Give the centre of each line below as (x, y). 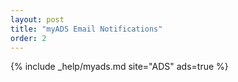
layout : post (37, 19)
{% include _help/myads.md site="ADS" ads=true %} (119, 67)
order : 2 (28, 38)
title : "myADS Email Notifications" (86, 29)
